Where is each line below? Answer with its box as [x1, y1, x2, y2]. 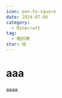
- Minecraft [11, 25, 41, 31]
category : [6, 19, 30, 25]
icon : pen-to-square [6, 8, 57, 15]
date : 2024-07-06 [6, 14, 49, 20]
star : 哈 [6, 42, 26, 48]
